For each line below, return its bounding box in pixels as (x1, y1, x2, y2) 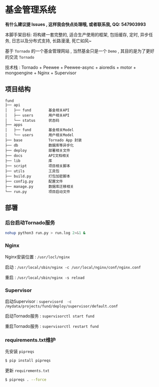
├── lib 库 (5, 158, 52, 163)
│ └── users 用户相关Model (5, 132, 74, 137)
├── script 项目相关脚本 (5, 163, 70, 168)
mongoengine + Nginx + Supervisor (5, 70, 77, 76)
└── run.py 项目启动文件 (5, 189, 70, 194)
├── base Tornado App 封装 (5, 138, 82, 143)
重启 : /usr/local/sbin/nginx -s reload (5, 274, 85, 280)
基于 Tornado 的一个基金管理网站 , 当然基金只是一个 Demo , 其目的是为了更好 (5, 48, 155, 54)
